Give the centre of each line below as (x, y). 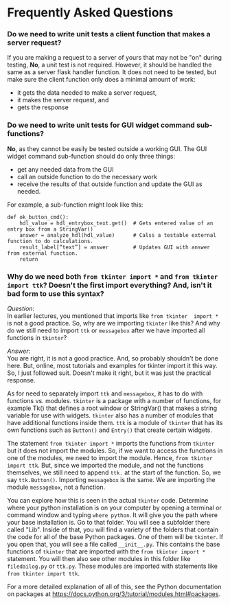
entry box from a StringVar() (50, 229)
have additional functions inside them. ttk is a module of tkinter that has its (115, 423)
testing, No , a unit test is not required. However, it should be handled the (110, 65)
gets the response (43, 107)
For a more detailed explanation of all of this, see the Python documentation (114, 587)
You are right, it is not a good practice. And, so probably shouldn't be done (113, 358)
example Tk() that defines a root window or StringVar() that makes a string (112, 408)
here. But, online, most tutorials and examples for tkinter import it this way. (112, 366)
